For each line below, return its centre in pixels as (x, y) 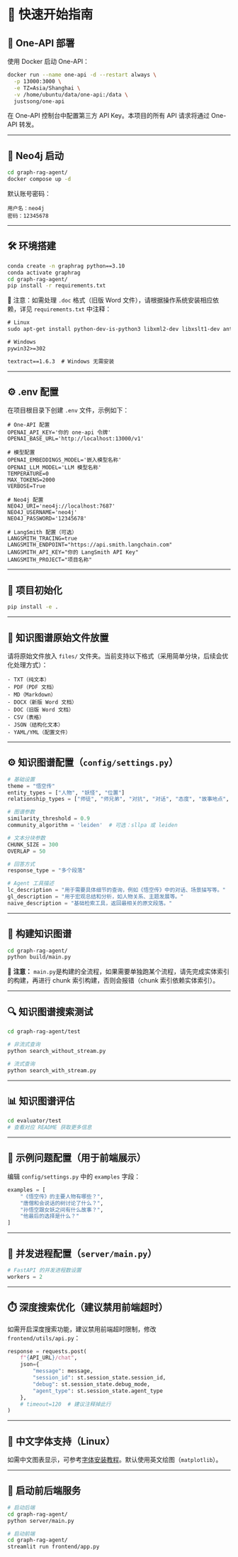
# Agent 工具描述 (31, 884)
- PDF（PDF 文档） (32, 687)
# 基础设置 (21, 779)
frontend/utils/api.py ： (44, 1338)
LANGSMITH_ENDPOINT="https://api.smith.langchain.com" (90, 545)
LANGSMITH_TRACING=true (42, 539)
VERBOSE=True (27, 486)
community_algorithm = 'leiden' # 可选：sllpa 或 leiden (93, 825)
